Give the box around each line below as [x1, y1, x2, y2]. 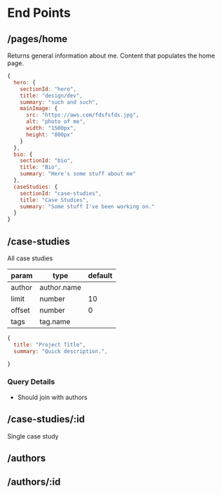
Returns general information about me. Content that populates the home [7, 51, 216, 60]
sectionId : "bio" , [20, 157, 74, 164]
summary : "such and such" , [20, 98, 99, 106]
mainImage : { [20, 105, 58, 112]
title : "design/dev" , [20, 92, 83, 99]
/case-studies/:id [7, 413, 85, 425]
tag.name [39, 316, 71, 326]
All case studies [7, 254, 53, 262]
